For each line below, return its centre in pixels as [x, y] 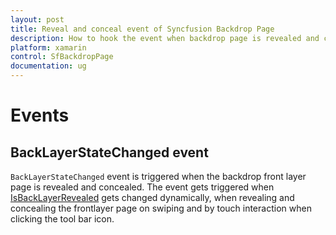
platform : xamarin [48, 47]
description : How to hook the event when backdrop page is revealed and [165, 38]
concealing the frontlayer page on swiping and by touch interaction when [161, 208]
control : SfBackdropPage [62, 57]
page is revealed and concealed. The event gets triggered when [142, 187]
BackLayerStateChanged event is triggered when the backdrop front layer [158, 176]
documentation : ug [48, 66]
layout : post [37, 19]
